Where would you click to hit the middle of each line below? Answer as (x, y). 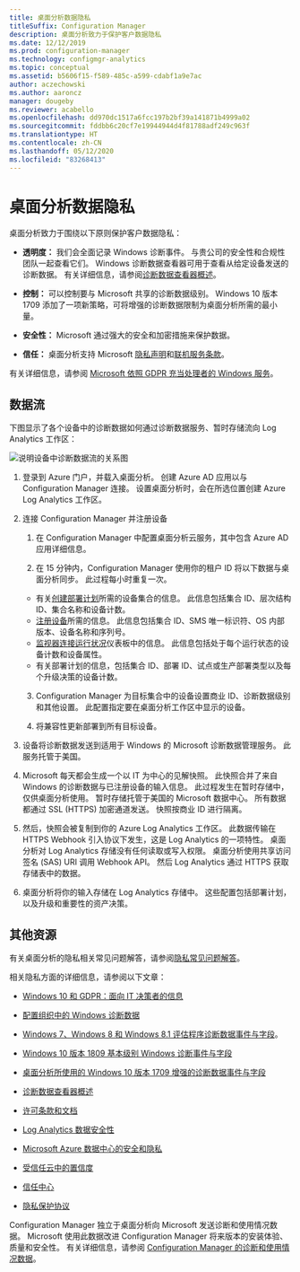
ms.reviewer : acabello (51, 110)
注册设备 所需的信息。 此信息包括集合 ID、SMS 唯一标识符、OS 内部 (160, 621)
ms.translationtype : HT (54, 135)
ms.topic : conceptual (50, 68)
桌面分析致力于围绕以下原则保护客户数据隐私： (95, 233)
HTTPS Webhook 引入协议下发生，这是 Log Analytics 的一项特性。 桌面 (154, 839)
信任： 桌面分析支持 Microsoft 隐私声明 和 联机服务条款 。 (126, 355)
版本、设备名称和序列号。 (83, 632)
